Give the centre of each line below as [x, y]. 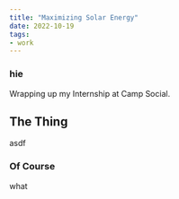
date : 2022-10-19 [42, 26]
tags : [19, 34]
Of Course [32, 167]
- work [22, 43]
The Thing [39, 121]
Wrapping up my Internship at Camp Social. [90, 93]
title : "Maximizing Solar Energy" [74, 17]
